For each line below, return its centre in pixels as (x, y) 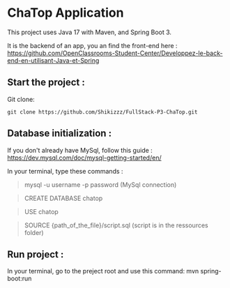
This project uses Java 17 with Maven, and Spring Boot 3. (90, 32)
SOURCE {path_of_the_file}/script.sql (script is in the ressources (116, 225)
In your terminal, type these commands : (65, 171)
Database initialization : (60, 134)
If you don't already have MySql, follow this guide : (80, 150)
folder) (34, 232)
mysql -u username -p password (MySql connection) (100, 184)
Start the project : (46, 83)
